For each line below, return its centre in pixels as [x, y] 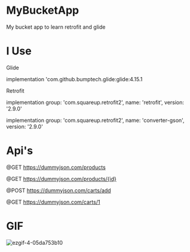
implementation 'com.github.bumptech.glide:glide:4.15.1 [74, 79]
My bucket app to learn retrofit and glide [56, 27]
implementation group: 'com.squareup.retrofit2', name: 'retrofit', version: [95, 102]
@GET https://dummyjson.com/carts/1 [53, 202]
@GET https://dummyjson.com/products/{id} [61, 179]
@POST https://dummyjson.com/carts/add [59, 190]
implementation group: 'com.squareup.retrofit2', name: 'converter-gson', [95, 120]
